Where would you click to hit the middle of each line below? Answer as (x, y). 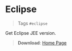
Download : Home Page (42, 43)
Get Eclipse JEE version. (31, 33)
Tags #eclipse (32, 23)
